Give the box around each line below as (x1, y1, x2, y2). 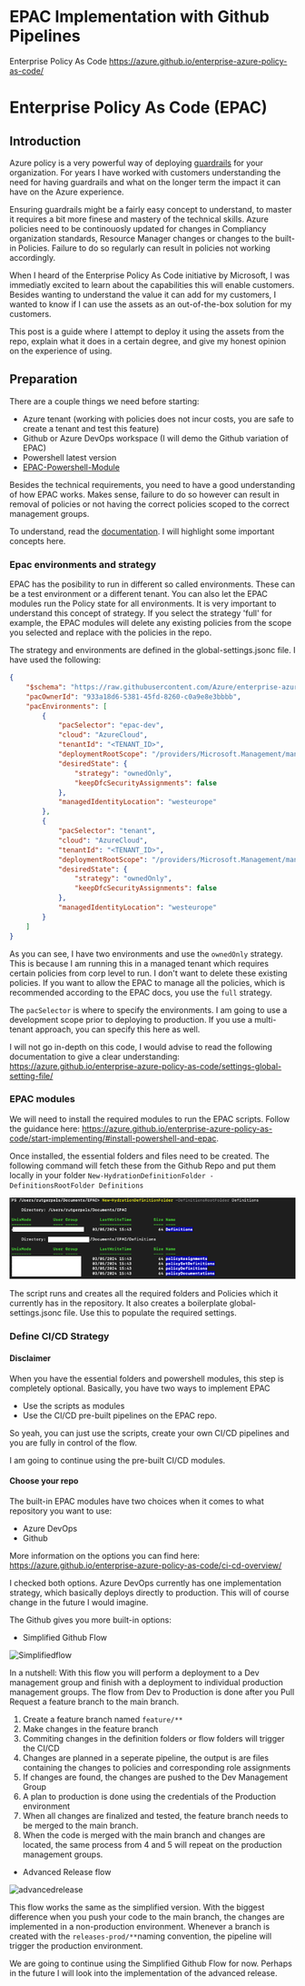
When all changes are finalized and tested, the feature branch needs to (22, 1810, 289, 1821)
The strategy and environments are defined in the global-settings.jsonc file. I (9, 645, 297, 656)
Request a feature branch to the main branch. (9, 1696, 180, 1707)
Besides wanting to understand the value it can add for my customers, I (9, 289, 277, 300)
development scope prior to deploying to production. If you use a (9, 1014, 252, 1025)
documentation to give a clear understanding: (9, 1051, 180, 1062)
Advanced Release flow (22, 1866, 112, 1877)
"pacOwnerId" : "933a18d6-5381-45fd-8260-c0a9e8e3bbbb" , (25, 692, 242, 701)
